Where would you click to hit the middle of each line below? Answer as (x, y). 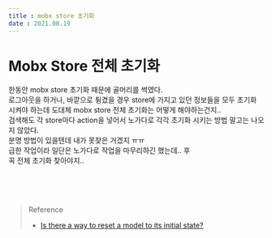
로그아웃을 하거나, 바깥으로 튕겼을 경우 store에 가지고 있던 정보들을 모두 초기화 (133, 100)
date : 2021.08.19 (39, 23)
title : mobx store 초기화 (52, 16)
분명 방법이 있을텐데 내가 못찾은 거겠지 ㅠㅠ (77, 140)
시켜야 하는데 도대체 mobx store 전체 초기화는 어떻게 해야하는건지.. (115, 110)
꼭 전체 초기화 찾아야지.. (46, 161)
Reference (45, 210)
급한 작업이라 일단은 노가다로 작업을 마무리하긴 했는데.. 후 (99, 151)
